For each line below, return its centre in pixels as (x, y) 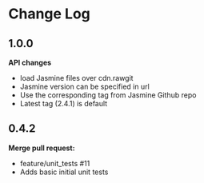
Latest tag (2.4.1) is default (64, 103)
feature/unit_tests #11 (55, 163)
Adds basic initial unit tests (64, 172)
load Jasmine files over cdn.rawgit (76, 78)
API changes (30, 62)
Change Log (49, 14)
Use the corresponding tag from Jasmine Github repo (108, 95)
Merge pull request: (42, 148)
